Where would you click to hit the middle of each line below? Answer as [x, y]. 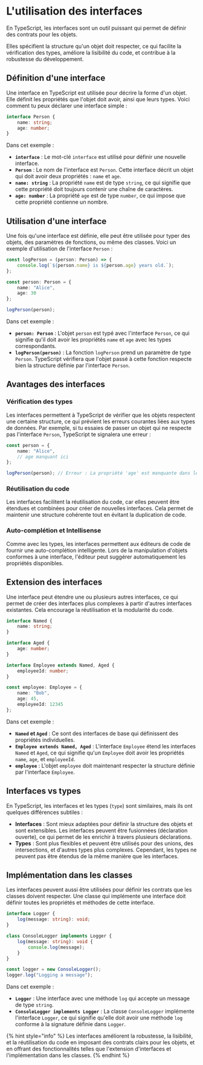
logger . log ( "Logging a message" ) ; [50, 975]
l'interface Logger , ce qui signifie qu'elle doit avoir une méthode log [99, 1018]
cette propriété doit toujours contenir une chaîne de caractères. [94, 189]
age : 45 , [28, 699]
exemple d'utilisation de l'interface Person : [60, 249]
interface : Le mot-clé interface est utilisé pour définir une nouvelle [100, 157]
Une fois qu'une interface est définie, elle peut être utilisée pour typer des [98, 236]
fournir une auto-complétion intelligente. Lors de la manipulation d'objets [97, 550]
